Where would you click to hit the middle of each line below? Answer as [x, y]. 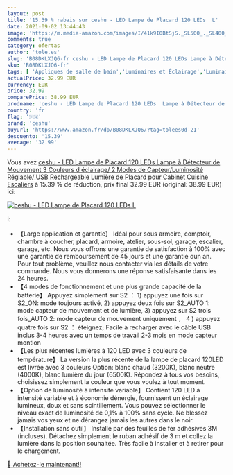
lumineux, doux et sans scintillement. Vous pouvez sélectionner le [111, 406]
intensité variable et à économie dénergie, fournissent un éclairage [113, 398]
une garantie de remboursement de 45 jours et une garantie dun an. [114, 257]
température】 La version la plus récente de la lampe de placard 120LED [120, 360]
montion [29, 343]
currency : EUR [28, 85]
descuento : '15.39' [35, 136]
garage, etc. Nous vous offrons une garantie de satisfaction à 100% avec [121, 249]
